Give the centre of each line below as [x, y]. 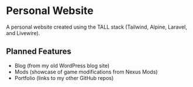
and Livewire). [23, 33]
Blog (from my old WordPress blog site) [62, 65]
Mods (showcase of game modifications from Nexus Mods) [86, 72]
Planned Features [39, 52]
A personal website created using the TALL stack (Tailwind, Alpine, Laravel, [96, 27]
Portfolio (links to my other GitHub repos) [64, 78]
